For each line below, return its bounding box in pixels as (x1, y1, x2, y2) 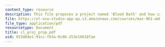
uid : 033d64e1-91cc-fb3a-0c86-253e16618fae (5, 35, 96, 40)
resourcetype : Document (5, 25, 54, 30)
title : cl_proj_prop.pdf (5, 30, 56, 35)
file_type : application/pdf (5, 21, 63, 26)
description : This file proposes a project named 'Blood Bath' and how (5, 12, 155, 17)
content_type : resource (5, 7, 54, 12)
